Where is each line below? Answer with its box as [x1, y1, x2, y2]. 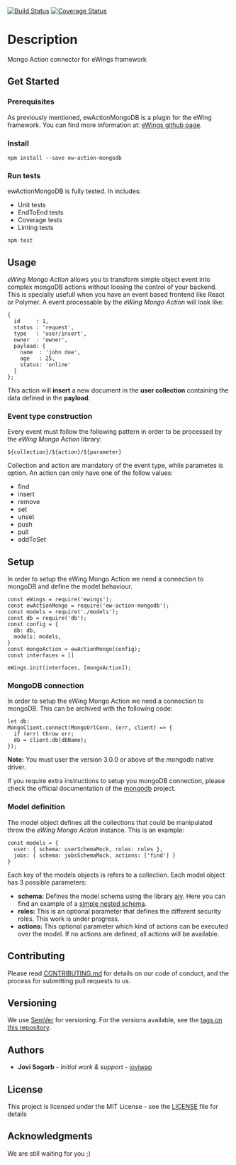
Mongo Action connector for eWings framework [7, 55, 147, 63]
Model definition [7, 802, 66, 812]
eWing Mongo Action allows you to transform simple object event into [7, 275, 210, 284]
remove [17, 498, 40, 506]
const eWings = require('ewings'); [7, 596, 113, 603]
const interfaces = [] [7, 652, 74, 660]
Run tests [7, 170, 41, 180]
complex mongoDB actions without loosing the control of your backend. [7, 283, 218, 291]
